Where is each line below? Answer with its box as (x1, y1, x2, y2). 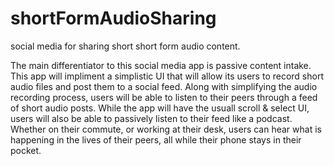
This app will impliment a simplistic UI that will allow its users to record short (10, 70, 324, 82)
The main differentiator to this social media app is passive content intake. (10, 59, 312, 71)
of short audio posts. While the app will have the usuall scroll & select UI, (10, 102, 310, 114)
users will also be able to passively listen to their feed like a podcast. (10, 112, 293, 124)
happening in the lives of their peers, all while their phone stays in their (10, 133, 302, 146)
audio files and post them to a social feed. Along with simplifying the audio (10, 80, 318, 92)
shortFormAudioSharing (10, 7, 217, 30)
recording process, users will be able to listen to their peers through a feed (10, 91, 318, 103)
